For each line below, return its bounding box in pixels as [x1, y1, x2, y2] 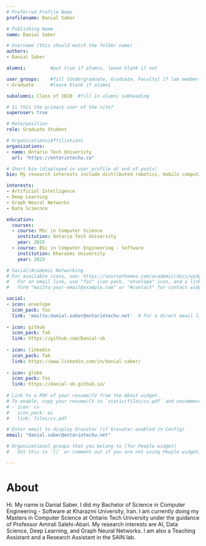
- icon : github [6, 324, 45, 330]
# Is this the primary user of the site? [6, 104, 114, 110]
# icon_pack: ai [6, 409, 53, 416]
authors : [6, 48, 29, 55]
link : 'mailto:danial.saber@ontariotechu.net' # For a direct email [12, 312, 193, 319]
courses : [12, 222, 34, 228]
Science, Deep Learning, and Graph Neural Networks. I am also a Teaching [6, 527, 196, 534]
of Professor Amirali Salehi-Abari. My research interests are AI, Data [6, 520, 178, 528]
